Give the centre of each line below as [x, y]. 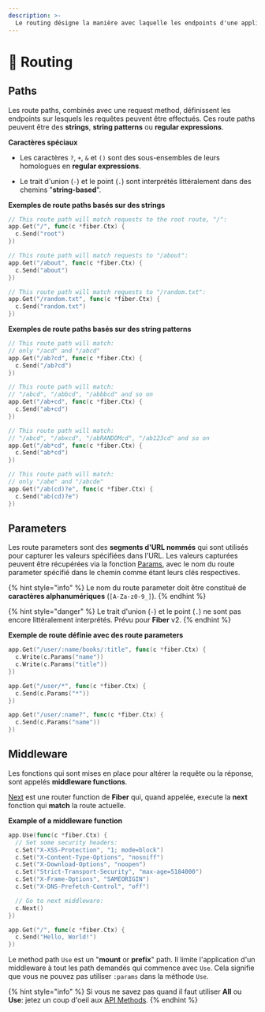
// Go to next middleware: [60, 901]
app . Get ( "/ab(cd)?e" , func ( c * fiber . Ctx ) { [81, 489]
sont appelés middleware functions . [68, 781]
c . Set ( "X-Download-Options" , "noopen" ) [81, 865]
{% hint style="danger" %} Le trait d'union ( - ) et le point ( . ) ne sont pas [125, 611]
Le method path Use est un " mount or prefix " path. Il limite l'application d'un [132, 960]
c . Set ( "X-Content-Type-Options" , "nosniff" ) [90, 857]
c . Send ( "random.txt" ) [51, 307]
